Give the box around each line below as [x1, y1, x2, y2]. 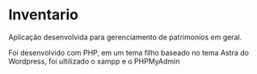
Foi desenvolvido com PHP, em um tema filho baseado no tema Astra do [8, 47, 249, 57]
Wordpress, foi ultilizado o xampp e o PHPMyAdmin [8, 56, 180, 66]
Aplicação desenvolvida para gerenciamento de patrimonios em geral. [8, 32, 242, 42]
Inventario [8, 6, 79, 24]
